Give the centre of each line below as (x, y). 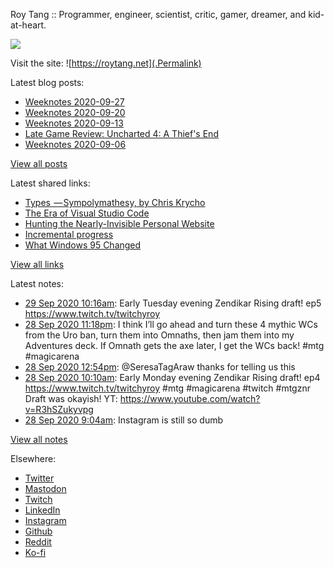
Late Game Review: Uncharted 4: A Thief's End (121, 133)
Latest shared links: (50, 183)
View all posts (39, 163)
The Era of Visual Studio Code (87, 213)
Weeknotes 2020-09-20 (75, 112)
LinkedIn (42, 510)
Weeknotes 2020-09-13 (74, 123)
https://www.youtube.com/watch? (190, 398)
